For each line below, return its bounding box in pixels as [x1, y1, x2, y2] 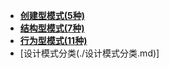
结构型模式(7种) [19, 22, 85, 34]
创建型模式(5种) [19, 10, 86, 21]
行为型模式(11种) [19, 35, 88, 46]
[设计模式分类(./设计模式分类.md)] [19, 47, 160, 59]
